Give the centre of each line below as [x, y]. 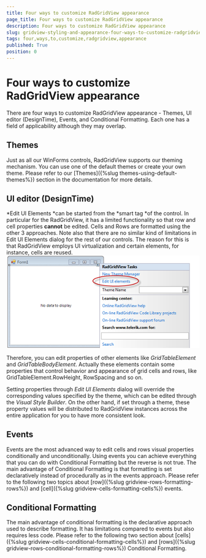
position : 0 [21, 52]
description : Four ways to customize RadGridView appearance [86, 26]
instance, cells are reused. [40, 253]
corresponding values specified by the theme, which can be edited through [101, 396]
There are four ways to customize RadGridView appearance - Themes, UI [99, 113]
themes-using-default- [148, 173]
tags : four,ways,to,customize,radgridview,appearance [77, 39]
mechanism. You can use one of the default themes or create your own [96, 166]
